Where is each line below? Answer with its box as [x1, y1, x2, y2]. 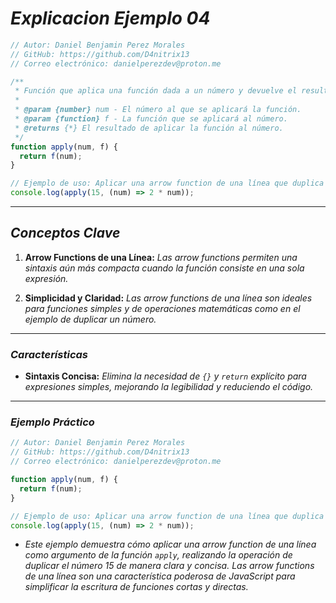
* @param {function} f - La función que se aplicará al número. [14, 114, 288, 124]
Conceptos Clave [10, 225, 121, 242]
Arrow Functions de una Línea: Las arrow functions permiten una [24, 251, 298, 263]
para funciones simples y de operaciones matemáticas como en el [24, 302, 301, 314]
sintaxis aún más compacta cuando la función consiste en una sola [24, 262, 305, 274]
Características [10, 347, 89, 361]
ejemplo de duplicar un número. [24, 313, 157, 325]
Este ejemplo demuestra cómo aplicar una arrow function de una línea [24, 538, 317, 551]
